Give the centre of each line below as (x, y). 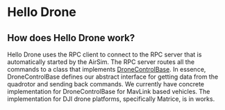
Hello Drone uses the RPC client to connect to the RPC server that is (105, 54)
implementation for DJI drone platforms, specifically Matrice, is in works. (111, 99)
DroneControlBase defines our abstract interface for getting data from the (113, 77)
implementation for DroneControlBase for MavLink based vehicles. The (109, 92)
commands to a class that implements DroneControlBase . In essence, (107, 69)
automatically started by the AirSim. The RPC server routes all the (101, 62)
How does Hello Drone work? (71, 38)
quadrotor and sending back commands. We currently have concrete (106, 84)
